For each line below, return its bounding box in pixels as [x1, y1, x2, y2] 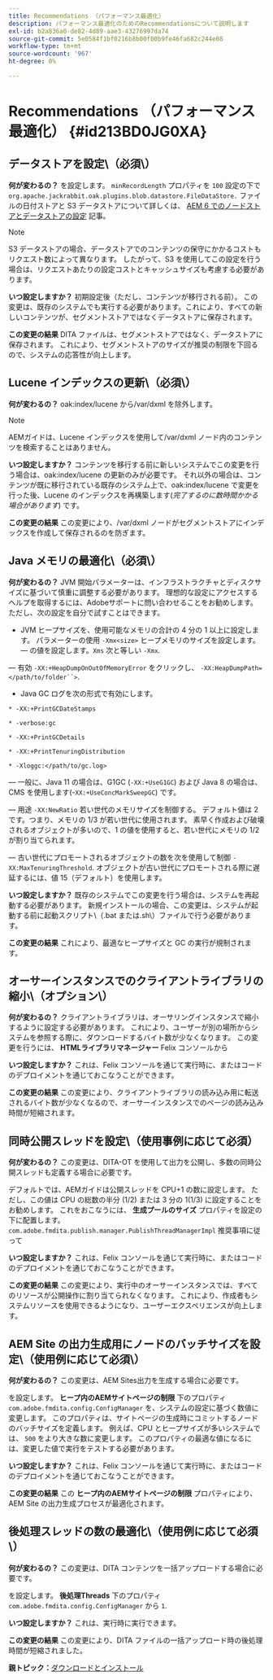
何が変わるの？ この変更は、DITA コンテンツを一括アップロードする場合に [8, 1563, 257, 1573]
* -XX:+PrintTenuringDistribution [8, 747, 126, 755]
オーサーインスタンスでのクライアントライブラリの [8, 973, 264, 987]
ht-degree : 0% [8, 58, 57, 66]
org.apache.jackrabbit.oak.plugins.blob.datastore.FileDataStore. [8, 192, 238, 200]
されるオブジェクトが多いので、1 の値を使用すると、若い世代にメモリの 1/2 [8, 825, 260, 834]
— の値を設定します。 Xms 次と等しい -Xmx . [19, 645, 161, 655]
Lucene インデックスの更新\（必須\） [8, 376, 197, 390]
